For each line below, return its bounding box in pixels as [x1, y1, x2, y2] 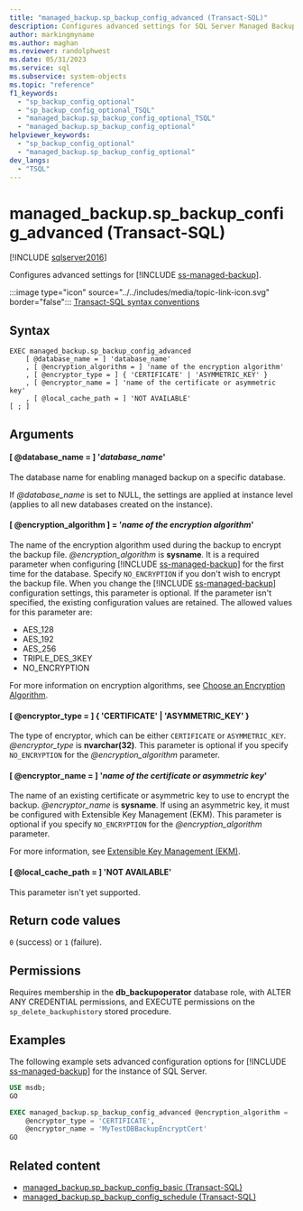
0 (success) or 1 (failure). [9, 937, 102, 948]
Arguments [9, 426, 75, 442]
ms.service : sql [9, 64, 70, 73]
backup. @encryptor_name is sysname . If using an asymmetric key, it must [9, 800, 290, 810]
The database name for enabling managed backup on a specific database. [9, 471, 286, 483]
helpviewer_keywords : [9, 131, 91, 140]
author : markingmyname [9, 30, 95, 39]
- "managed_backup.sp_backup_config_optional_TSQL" [17, 114, 216, 123]
